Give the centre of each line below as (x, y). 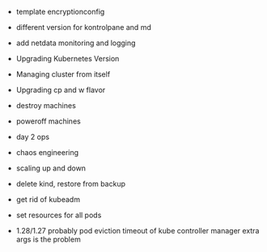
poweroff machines (48, 121)
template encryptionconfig (60, 12)
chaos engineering (47, 152)
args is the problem (48, 239)
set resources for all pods (59, 215)
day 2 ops (33, 137)
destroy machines (46, 105)
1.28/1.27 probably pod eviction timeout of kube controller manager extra (138, 231)
